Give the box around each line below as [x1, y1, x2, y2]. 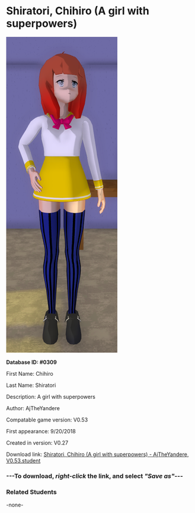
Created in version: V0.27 [6, 439, 69, 446]
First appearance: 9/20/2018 [6, 427, 76, 435]
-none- [6, 501, 24, 509]
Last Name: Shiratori [6, 382, 56, 389]
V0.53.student [6, 457, 41, 464]
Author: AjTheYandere [6, 404, 60, 411]
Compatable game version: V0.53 [6, 416, 88, 423]
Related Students [6, 487, 57, 496]
